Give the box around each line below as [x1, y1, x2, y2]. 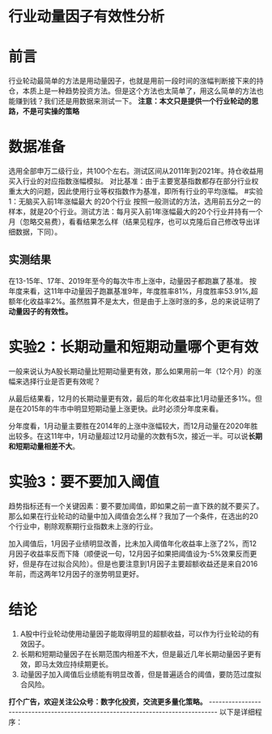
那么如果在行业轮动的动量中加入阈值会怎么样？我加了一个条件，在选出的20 [8, 511, 259, 521]
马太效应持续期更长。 [41, 659, 113, 669]
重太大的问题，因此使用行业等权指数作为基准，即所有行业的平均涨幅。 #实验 [8, 187, 263, 196]
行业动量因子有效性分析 [8, 7, 165, 26]
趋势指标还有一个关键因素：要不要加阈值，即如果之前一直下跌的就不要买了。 [8, 500, 264, 511]
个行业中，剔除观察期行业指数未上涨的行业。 [8, 521, 158, 531]
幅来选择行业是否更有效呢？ [8, 376, 101, 386]
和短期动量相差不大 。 [8, 441, 79, 451]
